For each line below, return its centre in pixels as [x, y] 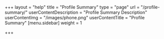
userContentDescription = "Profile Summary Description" [88, 12]
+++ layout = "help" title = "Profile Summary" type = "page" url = [72, 7]
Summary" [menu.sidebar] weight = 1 [44, 23]
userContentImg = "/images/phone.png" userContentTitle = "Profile [75, 18]
